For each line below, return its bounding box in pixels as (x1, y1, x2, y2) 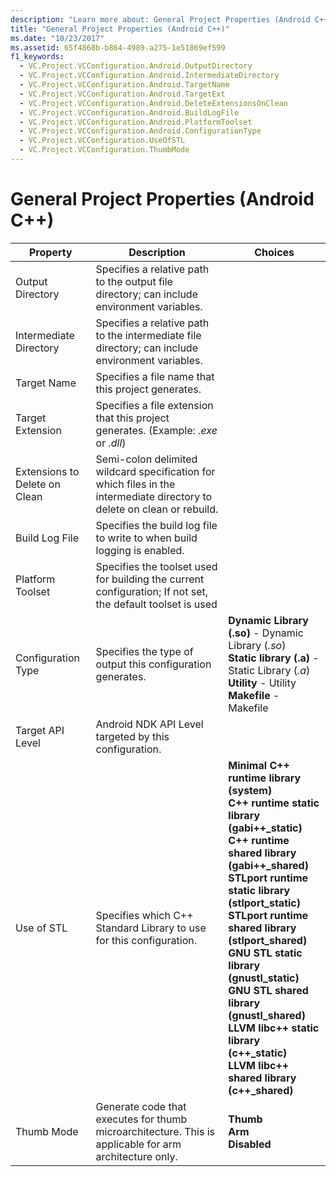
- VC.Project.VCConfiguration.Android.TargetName (19, 80, 230, 90)
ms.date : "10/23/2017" (10, 33, 105, 43)
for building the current (95, 572, 205, 586)
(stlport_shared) (228, 933, 308, 947)
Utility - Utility (228, 676, 297, 690)
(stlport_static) (228, 896, 302, 910)
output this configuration (95, 657, 212, 671)
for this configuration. (95, 933, 197, 947)
